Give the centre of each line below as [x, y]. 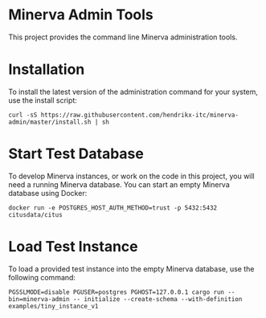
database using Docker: [48, 193]
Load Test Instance [73, 247]
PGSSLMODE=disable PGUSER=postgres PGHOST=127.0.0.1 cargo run [117, 292]
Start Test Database [76, 154]
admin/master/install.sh [50, 122]
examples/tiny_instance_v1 [53, 306]
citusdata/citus [35, 214]
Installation [47, 69]
